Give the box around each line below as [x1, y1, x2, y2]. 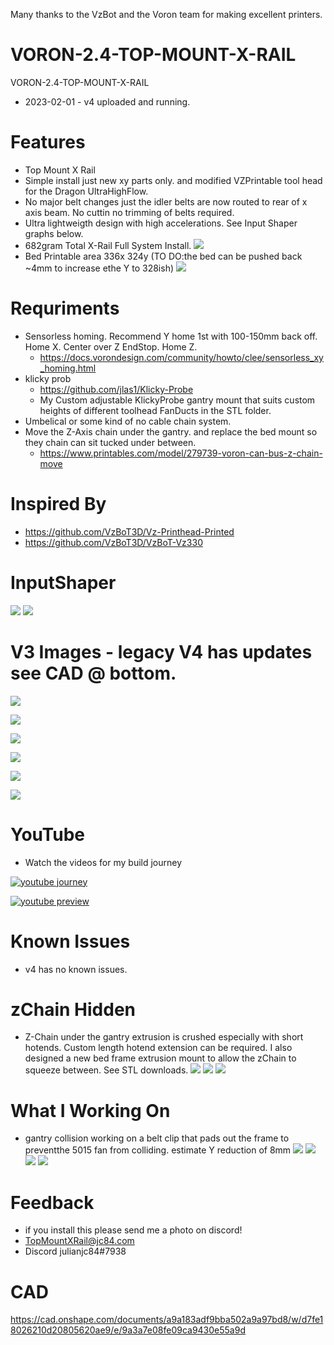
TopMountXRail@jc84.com [24, 1235, 135, 1247]
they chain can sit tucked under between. [24, 436, 197, 448]
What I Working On [10, 1099, 171, 1122]
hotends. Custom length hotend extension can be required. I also [24, 1042, 293, 1054]
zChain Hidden [10, 998, 137, 1021]
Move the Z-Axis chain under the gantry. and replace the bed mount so [24, 425, 318, 438]
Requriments [10, 297, 120, 320]
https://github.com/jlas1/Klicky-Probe [39, 383, 194, 395]
